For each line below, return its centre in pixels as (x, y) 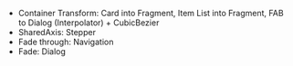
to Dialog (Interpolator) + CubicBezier (89, 23)
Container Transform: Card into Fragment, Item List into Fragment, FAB (151, 13)
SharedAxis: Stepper (57, 32)
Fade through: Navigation (66, 42)
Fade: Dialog (42, 52)
